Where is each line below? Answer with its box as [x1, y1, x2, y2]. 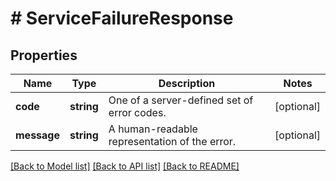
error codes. [108, 106, 167, 119]
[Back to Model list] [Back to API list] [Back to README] [10, 160, 240, 172]
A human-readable [108, 122, 198, 136]
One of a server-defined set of [108, 93, 254, 107]
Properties [10, 47, 78, 64]
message [15, 128, 60, 142]
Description [158, 77, 216, 90]
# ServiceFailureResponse [10, 7, 234, 30]
